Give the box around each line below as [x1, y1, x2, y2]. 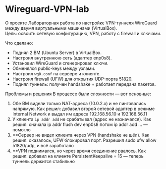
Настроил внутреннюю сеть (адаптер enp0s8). [12, 55, 112, 60]
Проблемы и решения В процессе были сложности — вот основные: [5, 91, 151, 97]
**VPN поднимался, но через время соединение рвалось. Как [12, 148, 146, 154]
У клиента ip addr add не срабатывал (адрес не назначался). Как [12, 116, 152, 122]
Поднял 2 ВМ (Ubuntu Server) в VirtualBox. [12, 50, 102, 56]
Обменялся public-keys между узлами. [12, 65, 96, 71]
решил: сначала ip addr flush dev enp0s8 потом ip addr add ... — [12, 121, 148, 127]
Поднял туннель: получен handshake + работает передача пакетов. [12, 81, 156, 87]
